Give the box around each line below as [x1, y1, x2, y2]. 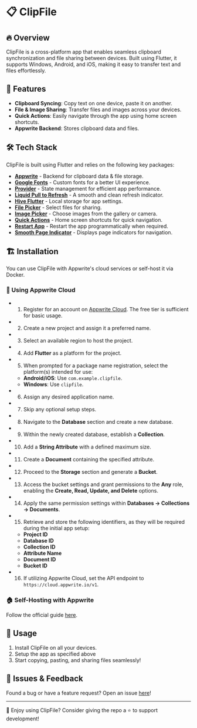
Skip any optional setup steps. [23, 405, 97, 413]
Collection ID [23, 543, 56, 550]
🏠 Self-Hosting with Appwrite [6, 596, 94, 604]
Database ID [23, 537, 54, 544]
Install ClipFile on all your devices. [14, 644, 97, 651]
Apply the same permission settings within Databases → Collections [23, 499, 190, 507]
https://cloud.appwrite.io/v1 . [23, 581, 99, 588]
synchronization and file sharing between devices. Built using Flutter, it [6, 55, 177, 61]
